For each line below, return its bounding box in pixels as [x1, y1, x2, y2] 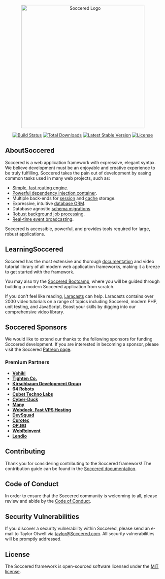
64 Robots [12, 386, 34, 392]
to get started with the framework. [5, 269, 75, 274]
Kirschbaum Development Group [12, 380, 81, 386]
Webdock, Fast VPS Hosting [12, 407, 71, 412]
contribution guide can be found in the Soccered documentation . [5, 466, 137, 472]
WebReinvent [12, 428, 41, 434]
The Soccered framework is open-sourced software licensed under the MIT [5, 563, 159, 569]
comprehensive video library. [5, 308, 65, 315]
